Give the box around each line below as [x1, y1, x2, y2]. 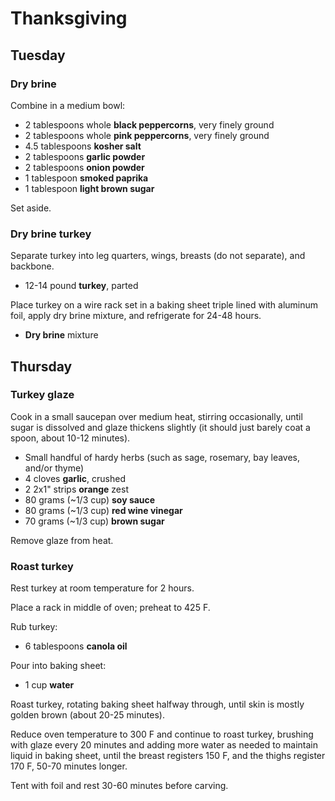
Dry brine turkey [10, 227, 92, 241]
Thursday [10, 358, 73, 375]
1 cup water [24, 679, 75, 691]
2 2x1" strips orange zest [24, 483, 130, 495]
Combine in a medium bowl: [10, 99, 126, 111]
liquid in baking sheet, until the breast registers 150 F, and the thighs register [10, 750, 326, 762]
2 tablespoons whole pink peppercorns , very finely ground [24, 129, 270, 141]
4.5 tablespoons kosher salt [24, 140, 142, 152]
